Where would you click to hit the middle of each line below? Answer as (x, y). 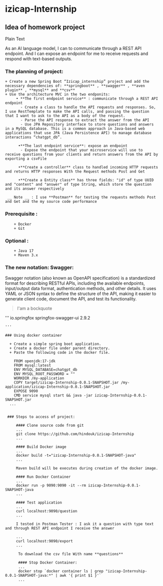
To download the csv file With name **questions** (71, 554)
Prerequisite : (21, 214)
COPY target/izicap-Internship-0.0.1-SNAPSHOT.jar (66, 383)
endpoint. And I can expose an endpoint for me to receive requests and (77, 53)
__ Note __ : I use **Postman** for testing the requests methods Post (81, 197)
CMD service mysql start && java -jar (53, 395)
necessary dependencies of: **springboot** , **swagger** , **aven (75, 86)
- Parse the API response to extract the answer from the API (85, 120)
